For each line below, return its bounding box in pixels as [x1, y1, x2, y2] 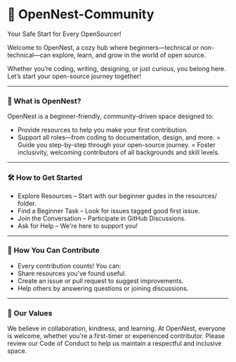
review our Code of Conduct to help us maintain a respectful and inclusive [7, 339, 222, 348]
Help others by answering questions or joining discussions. [17, 284, 189, 292]
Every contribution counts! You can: [17, 261, 122, 270]
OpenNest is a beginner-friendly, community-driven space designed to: [7, 112, 214, 120]
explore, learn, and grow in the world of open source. [52, 51, 206, 59]
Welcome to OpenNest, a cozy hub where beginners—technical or [7, 43, 199, 51]
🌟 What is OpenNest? [7, 96, 81, 106]
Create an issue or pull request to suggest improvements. [17, 276, 184, 285]
